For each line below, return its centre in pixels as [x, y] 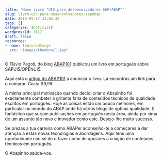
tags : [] [14, 23]
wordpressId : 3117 [24, 32]
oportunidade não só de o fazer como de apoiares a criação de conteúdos [79, 138]
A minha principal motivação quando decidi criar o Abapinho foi [69, 93]
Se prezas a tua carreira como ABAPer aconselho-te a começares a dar [76, 128]
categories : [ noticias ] [29, 28]
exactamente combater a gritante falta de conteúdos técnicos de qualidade [80, 98]
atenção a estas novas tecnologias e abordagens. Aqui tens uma [70, 133]
